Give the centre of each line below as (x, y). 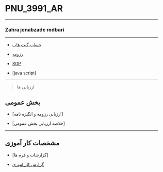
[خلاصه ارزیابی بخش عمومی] (38, 123)
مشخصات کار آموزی (32, 143)
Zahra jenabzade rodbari (35, 30)
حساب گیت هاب (27, 45)
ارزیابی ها (26, 87)
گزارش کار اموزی (28, 164)
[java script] (24, 73)
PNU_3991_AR (34, 9)
